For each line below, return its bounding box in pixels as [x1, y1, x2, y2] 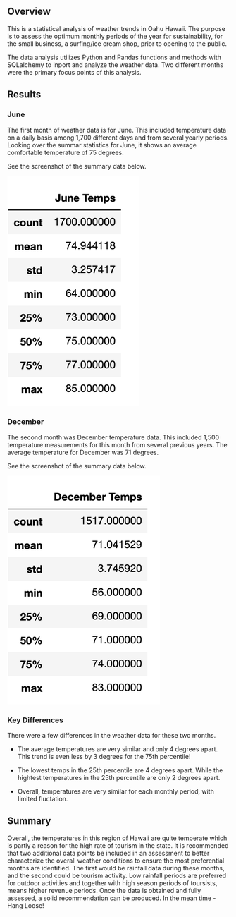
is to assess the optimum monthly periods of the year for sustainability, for [7, 32, 223, 40]
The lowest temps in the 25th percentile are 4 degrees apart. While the [17, 766, 223, 775]
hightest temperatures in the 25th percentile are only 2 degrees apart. [17, 774, 221, 782]
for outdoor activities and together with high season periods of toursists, [7, 878, 218, 887]
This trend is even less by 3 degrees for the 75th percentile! [17, 753, 191, 761]
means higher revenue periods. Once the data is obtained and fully [7, 886, 201, 894]
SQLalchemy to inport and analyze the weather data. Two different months [7, 60, 224, 69]
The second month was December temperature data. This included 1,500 [7, 433, 220, 442]
